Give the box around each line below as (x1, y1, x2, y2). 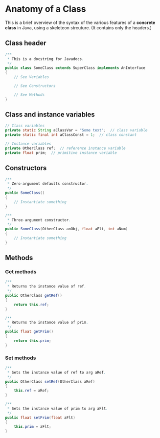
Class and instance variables (5, 110, 95, 119)
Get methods (5, 268, 37, 275)
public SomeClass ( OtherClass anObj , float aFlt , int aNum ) (5, 226, 128, 232)
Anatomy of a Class (5, 3, 87, 15)
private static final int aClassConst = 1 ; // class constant (5, 132, 137, 137)
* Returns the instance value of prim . (7, 320, 89, 325)
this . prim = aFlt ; (14, 424, 51, 429)
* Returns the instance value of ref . (7, 284, 87, 289)
